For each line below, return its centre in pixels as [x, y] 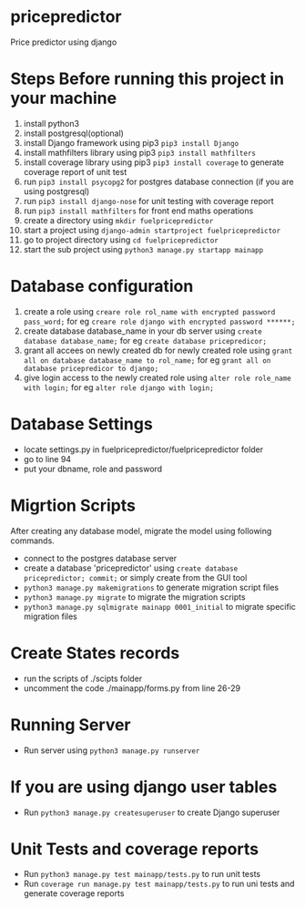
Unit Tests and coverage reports [134, 849]
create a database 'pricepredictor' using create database [131, 568]
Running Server [71, 724]
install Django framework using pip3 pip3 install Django [131, 142]
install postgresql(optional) [73, 133]
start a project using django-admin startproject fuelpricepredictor [152, 230]
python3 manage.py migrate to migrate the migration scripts [134, 597]
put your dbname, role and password [93, 469]
